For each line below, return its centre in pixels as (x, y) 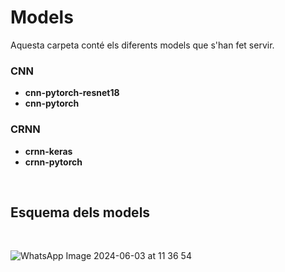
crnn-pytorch (53, 162)
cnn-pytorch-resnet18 (72, 93)
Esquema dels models (80, 212)
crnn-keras (48, 151)
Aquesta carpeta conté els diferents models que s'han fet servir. (142, 45)
